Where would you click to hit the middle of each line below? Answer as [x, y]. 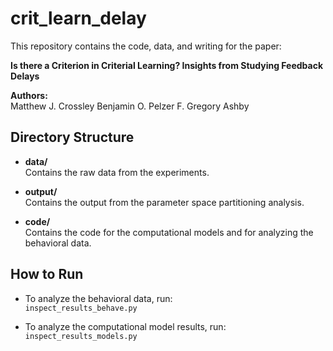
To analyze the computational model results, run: [125, 326]
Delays [25, 76]
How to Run [47, 274]
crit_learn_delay [78, 18]
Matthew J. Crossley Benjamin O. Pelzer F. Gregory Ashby [130, 106]
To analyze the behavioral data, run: [98, 298]
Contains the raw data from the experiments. [117, 172]
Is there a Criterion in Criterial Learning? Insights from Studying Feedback [167, 65]
